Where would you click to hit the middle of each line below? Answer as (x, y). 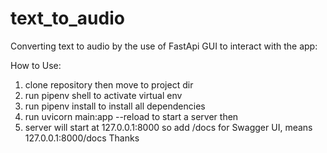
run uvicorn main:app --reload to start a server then (131, 116)
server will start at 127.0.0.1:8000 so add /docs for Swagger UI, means (168, 127)
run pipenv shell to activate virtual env (103, 95)
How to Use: (36, 65)
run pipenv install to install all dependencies (115, 106)
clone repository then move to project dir (109, 84)
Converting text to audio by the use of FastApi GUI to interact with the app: (164, 46)
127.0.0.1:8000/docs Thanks (82, 138)
